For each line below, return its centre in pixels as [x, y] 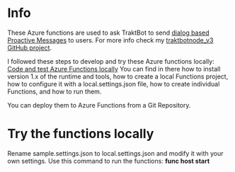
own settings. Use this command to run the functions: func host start [109, 161]
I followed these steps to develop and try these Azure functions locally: [111, 61]
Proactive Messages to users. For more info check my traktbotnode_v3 [110, 40]
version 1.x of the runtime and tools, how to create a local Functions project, [118, 76]
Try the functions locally [81, 134]
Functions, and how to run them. [55, 91]
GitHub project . [29, 47]
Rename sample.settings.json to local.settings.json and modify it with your [115, 153]
